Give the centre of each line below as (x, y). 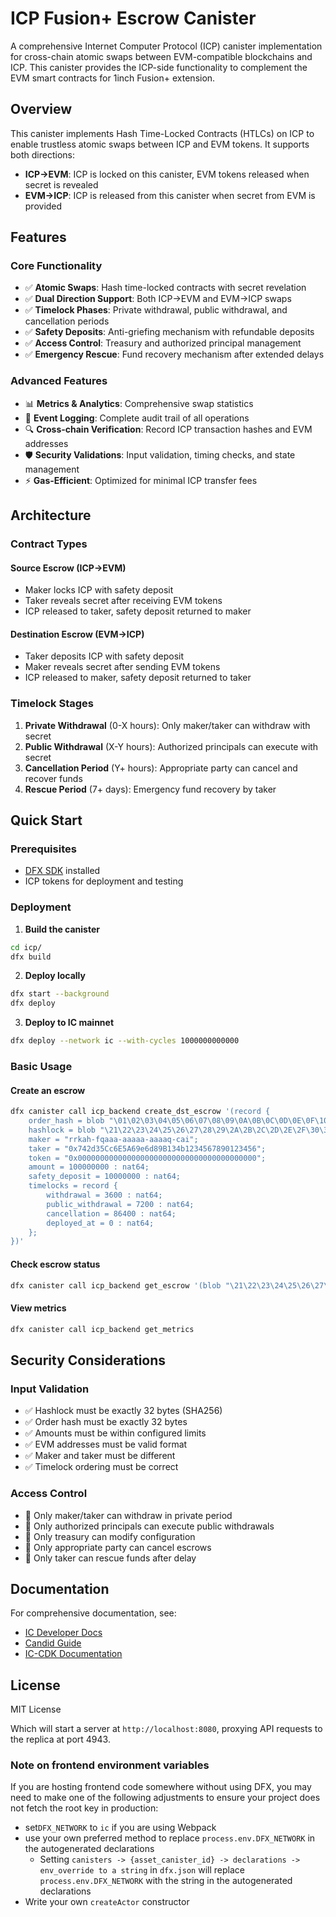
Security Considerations (88, 1360)
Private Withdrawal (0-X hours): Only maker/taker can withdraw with (167, 725)
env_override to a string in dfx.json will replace (142, 1870)
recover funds (53, 778)
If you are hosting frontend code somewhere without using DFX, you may (161, 1787)
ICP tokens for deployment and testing (104, 881)
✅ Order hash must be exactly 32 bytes (106, 1422)
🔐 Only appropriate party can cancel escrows (118, 1547)
